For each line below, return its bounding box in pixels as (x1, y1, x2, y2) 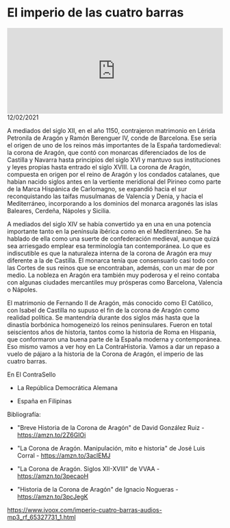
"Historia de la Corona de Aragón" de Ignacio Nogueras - (16, 485, 179, 493)
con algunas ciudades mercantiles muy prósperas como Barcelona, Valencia (7, 278, 222, 286)
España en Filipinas (16, 396, 72, 405)
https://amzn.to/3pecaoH (16, 472, 89, 480)
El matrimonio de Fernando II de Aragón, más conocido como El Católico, (7, 298, 214, 307)
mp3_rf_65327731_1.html (7, 513, 77, 521)
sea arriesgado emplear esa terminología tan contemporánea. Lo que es (7, 241, 211, 250)
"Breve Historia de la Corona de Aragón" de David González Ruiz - (16, 423, 205, 431)
